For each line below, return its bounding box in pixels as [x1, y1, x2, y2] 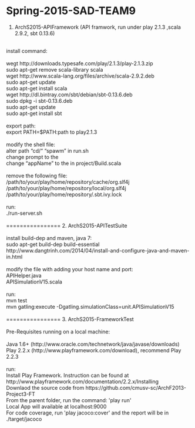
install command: [6, 47, 48, 54]
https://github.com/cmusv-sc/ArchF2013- [85, 384, 187, 391]
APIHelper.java [6, 272, 42, 279]
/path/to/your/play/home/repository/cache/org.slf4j [6, 178, 130, 186]
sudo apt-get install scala [6, 85, 68, 92]
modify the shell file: [6, 141, 56, 148]
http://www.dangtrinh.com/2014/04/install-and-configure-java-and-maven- [6, 247, 190, 254]
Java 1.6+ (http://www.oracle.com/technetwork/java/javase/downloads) [6, 341, 180, 348]
